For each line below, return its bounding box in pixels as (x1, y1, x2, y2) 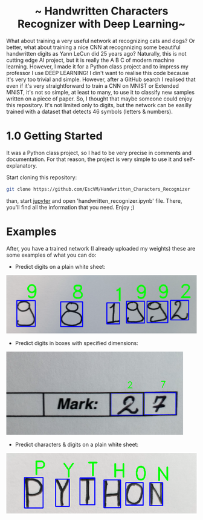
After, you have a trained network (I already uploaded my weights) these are (6, 245, 196, 252)
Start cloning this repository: (6, 174, 77, 181)
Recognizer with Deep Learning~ (17, 17, 186, 31)
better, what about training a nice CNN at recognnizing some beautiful (6, 44, 181, 51)
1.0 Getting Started (6, 129, 103, 143)
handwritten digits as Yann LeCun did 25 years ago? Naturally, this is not (6, 50, 187, 57)
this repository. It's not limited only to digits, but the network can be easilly (6, 101, 192, 108)
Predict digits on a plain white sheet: (14, 263, 106, 270)
